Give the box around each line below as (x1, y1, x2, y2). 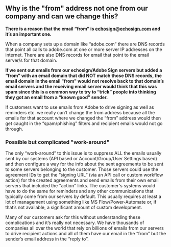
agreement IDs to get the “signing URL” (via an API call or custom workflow (5, 172, 163, 178)
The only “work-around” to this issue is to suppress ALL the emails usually (5, 150, 162, 156)
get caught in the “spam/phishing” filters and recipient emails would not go (5, 120, 163, 127)
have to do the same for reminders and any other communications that (5, 188, 154, 194)
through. (5, 126, 23, 132)
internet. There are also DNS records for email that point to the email (5, 52, 149, 58)
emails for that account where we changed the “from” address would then (5, 115, 161, 121)
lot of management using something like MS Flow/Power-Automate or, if (5, 199, 157, 205)
